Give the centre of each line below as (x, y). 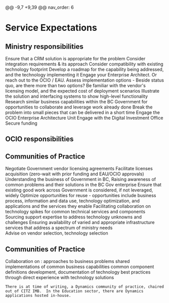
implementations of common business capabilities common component (80, 267)
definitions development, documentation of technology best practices (78, 272)
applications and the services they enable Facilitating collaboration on (78, 206)
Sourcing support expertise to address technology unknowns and (74, 217)
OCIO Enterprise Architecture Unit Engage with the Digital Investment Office (84, 118)
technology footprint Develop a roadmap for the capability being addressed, (85, 69)
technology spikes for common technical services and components (75, 212)
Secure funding (22, 123)
